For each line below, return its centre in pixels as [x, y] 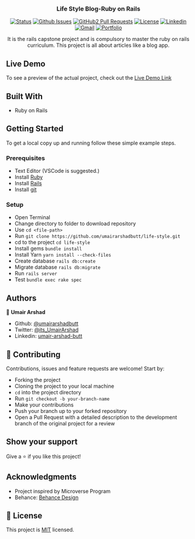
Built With [24, 96]
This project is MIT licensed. [40, 530]
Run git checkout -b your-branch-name [62, 398]
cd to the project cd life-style [52, 243]
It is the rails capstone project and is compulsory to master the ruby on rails [98, 39]
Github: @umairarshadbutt [47, 323]
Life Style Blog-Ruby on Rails [98, 9]
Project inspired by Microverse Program [63, 491]
